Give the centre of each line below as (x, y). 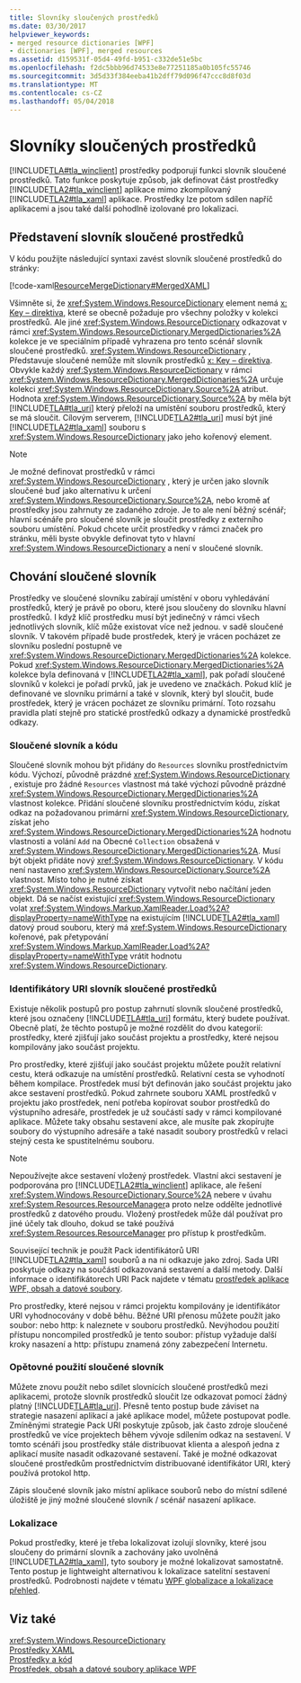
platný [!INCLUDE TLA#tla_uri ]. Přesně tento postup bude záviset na (134, 1406)
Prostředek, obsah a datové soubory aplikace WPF (103, 1669)
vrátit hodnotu (156, 956)
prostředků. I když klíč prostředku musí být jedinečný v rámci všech (135, 617)
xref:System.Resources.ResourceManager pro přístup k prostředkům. (138, 1233)
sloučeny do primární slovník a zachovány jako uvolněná (114, 1553)
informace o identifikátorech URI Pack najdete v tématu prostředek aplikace (149, 1278)
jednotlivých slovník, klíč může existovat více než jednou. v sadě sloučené (146, 627)
